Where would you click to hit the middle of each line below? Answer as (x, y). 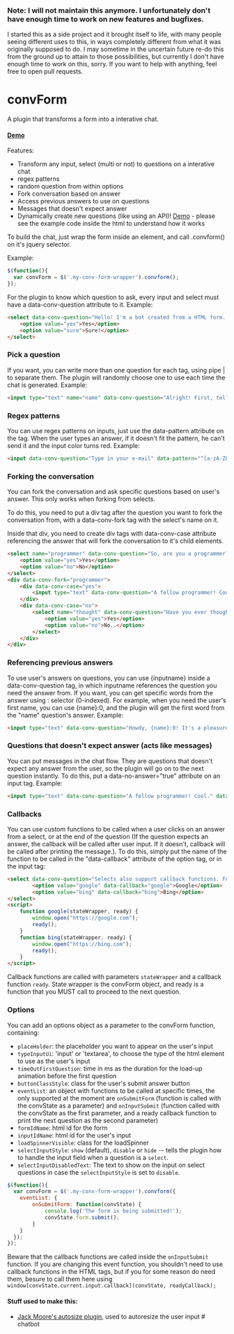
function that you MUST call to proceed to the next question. (94, 992)
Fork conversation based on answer (69, 194)
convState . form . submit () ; (82, 1217)
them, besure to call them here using (60, 1279)
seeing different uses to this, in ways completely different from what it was (114, 42)
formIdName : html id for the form (62, 1128)
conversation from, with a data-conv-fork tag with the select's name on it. (113, 520)
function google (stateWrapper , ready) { (79, 912)
